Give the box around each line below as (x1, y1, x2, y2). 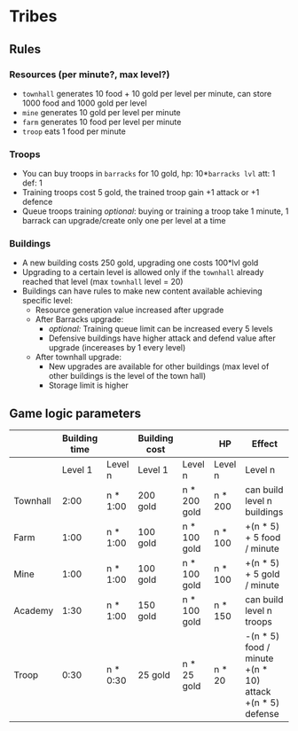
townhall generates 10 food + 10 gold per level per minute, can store (21, 88, 272, 98)
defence (21, 197, 53, 208)
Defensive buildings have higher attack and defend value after (48, 333, 277, 343)
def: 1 (21, 177, 43, 188)
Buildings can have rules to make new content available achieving (21, 286, 263, 296)
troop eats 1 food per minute (21, 126, 126, 137)
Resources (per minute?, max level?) (9, 68, 170, 81)
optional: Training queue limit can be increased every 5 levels (48, 324, 273, 334)
